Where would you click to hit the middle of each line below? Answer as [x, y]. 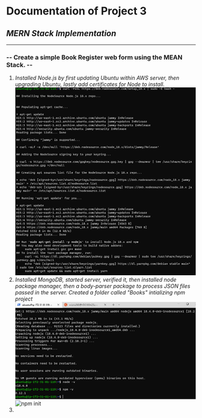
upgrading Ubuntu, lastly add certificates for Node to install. [90, 84]
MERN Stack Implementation [61, 33]
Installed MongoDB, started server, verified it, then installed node [96, 279]
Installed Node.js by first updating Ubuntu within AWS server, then [97, 78]
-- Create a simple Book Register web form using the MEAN [94, 57]
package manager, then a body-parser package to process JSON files [103, 286]
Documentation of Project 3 [77, 11]
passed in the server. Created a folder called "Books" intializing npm [100, 292]
